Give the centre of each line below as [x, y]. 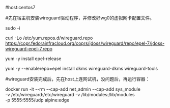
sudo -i [13, 28]
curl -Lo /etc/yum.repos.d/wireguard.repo [49, 38]
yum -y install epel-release [33, 59]
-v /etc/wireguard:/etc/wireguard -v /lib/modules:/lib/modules [70, 94]
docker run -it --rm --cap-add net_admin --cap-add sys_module [73, 89]
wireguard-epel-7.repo [29, 49]
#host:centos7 [20, 7]
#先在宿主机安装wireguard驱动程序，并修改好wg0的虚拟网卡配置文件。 [80, 18]
